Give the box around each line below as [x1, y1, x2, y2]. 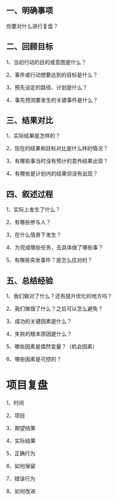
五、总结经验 [6, 276, 53, 286]
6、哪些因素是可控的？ [6, 356, 62, 363]
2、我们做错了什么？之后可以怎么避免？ [6, 305, 103, 312]
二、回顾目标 [6, 42, 53, 52]
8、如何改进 [6, 488, 36, 495]
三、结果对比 [6, 115, 53, 126]
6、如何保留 [6, 463, 36, 469]
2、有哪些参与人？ [6, 219, 52, 226]
